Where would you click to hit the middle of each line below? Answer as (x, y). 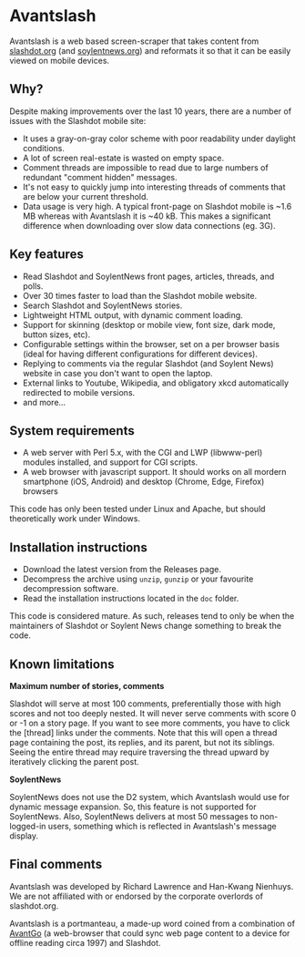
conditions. (44, 148)
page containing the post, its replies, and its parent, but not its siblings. (142, 742)
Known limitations (62, 664)
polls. (33, 286)
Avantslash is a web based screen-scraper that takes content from (134, 41)
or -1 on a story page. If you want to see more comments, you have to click (150, 723)
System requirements (72, 431)
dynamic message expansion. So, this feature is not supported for (133, 807)
